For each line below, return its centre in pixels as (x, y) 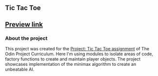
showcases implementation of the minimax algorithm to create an (71, 64)
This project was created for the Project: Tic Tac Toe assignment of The (77, 49)
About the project (26, 38)
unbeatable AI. (20, 69)
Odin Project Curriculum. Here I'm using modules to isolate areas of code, (79, 54)
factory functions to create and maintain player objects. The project (73, 59)
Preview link (24, 24)
